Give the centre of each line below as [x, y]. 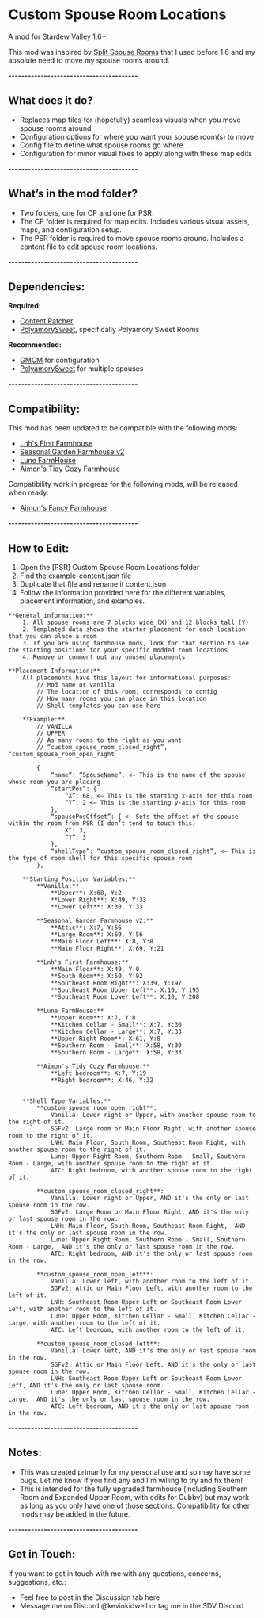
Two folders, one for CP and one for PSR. [87, 212]
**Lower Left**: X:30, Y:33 [97, 907]
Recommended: [35, 345]
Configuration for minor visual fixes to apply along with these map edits [136, 153]
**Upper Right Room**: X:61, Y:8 [105, 1039]
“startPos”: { [74, 789]
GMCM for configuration [59, 360]
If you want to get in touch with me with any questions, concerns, [115, 1573]
